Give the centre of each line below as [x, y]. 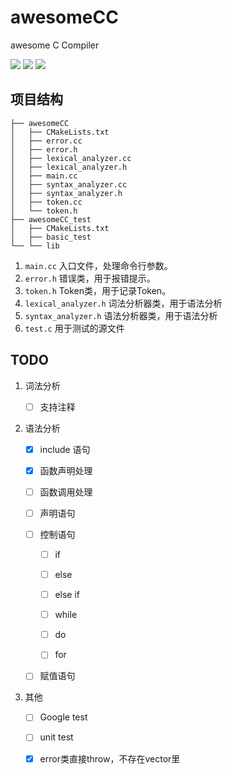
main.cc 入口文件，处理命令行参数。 [98, 265]
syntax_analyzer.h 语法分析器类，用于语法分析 [121, 315]
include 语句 [65, 449]
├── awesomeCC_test [51, 219]
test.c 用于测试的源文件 [74, 328]
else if [67, 595]
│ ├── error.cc [46, 141]
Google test [63, 717]
